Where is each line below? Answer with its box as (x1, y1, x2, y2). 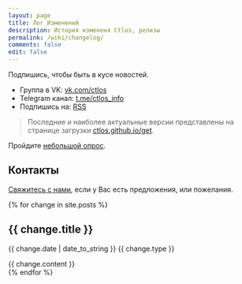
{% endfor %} (8, 267, 54, 277)
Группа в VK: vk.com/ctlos (19, 85, 107, 95)
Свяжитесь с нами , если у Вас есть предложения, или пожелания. (8, 185, 234, 194)
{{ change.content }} (8, 259, 76, 268)
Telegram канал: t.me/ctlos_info (19, 94, 125, 103)
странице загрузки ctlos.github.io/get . (27, 125, 155, 135)
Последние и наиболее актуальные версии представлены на (27, 118, 234, 126)
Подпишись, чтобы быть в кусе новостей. (8, 70, 149, 79)
